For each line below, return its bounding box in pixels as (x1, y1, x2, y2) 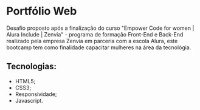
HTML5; (15, 77, 36, 84)
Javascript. (15, 97, 44, 104)
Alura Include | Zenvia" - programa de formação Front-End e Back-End (6, 30, 184, 38)
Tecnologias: (6, 61, 57, 72)
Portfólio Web (6, 4, 77, 18)
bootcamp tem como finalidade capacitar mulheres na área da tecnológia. (6, 44, 191, 51)
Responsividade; (15, 90, 57, 98)
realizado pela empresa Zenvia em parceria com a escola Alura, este (6, 37, 178, 44)
